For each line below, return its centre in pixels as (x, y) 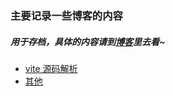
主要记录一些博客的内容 (66, 15)
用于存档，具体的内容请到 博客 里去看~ (88, 41)
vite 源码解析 (51, 68)
